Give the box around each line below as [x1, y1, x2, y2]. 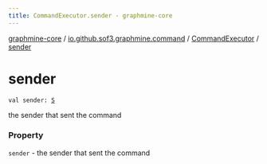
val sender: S [8, 96, 56, 104]
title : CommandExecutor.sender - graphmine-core [8, 11, 173, 20]
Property [8, 130, 44, 141]
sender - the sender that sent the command [8, 148, 151, 158]
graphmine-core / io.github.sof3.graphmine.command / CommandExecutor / [8, 33, 259, 43]
